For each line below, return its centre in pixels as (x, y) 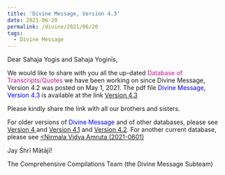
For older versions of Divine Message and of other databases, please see (113, 122)
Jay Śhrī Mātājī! (30, 151)
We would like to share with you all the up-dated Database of (95, 73)
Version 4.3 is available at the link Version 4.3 (73, 96)
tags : (15, 33)
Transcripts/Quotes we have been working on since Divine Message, (106, 80)
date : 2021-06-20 (32, 20)
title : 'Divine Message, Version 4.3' (64, 14)
